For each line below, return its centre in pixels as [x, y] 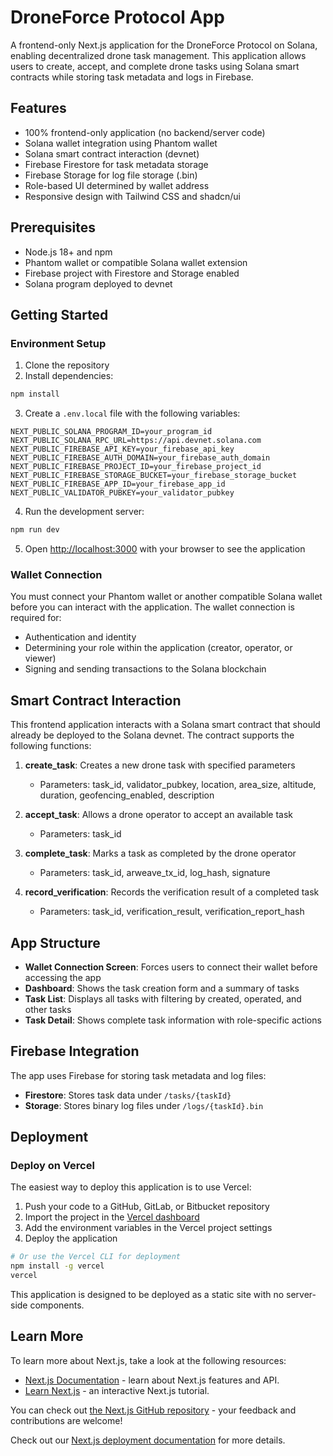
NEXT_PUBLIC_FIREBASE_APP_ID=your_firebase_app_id [118, 484]
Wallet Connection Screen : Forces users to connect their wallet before [171, 967]
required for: [36, 618]
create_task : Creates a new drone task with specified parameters [160, 765]
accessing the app [63, 977]
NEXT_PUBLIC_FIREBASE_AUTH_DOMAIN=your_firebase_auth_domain [140, 458]
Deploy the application [71, 1238]
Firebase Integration [75, 1051]
